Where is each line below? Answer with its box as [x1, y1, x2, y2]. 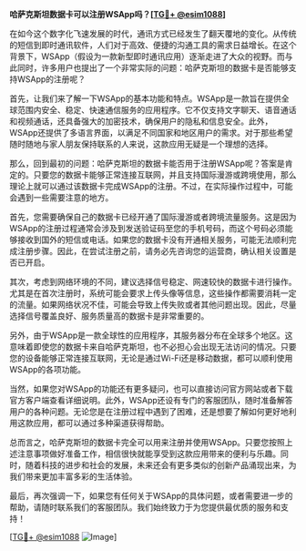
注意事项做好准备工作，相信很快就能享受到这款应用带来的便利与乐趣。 [16, 448, 280, 459]
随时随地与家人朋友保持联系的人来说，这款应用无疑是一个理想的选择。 [9, 138, 273, 149]
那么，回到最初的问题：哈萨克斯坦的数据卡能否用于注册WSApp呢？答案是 [9, 158, 285, 168]
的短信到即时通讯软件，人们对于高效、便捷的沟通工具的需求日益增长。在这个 [9, 40, 297, 50]
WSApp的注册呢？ [16, 74, 87, 85]
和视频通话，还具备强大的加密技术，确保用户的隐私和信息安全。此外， [9, 116, 273, 127]
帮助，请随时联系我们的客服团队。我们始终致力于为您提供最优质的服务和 [9, 502, 280, 513]
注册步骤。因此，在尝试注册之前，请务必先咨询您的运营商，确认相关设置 [16, 246, 289, 256]
